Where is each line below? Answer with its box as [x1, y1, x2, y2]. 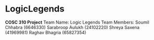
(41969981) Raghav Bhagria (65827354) [5, 29, 87, 35]
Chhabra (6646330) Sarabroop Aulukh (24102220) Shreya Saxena [5, 24, 140, 30]
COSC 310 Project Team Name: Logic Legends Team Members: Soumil [5, 19, 150, 25]
